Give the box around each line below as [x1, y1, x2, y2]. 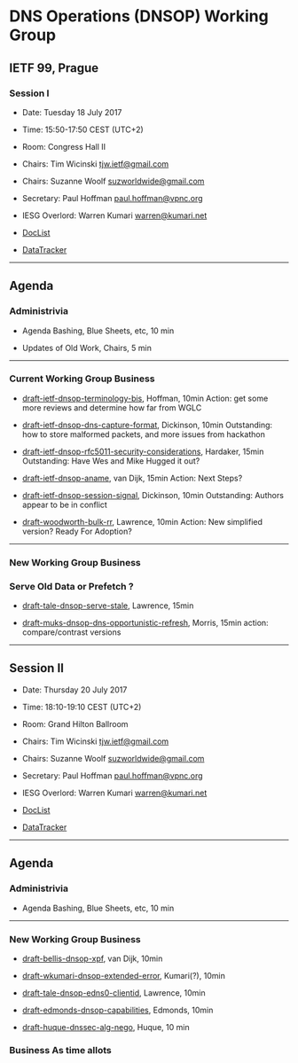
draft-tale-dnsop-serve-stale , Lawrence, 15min [21, 600, 194, 611]
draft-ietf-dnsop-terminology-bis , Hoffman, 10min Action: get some [21, 393, 269, 403]
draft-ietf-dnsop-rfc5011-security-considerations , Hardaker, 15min [21, 446, 264, 457]
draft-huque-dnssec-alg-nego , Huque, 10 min [21, 1021, 190, 1032]
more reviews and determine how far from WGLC [21, 402, 202, 413]
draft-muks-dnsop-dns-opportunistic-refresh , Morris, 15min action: [21, 618, 269, 629]
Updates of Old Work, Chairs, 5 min [21, 342, 153, 353]
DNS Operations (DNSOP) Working [9, 6, 269, 27]
